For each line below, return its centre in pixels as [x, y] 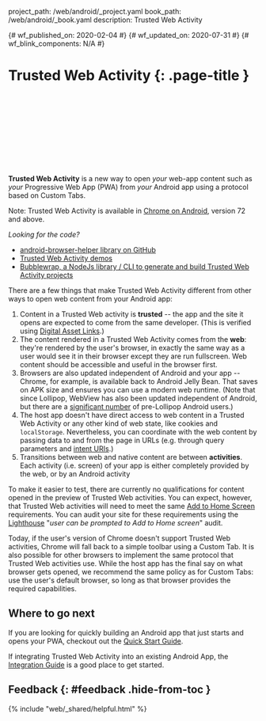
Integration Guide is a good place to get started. [86, 665]
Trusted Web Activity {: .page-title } [129, 76]
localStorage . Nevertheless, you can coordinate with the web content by [138, 431]
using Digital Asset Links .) [62, 331]
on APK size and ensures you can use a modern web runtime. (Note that [137, 389]
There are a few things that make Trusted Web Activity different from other [130, 290]
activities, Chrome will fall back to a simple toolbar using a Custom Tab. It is [131, 546]
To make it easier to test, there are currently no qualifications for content [126, 489]
